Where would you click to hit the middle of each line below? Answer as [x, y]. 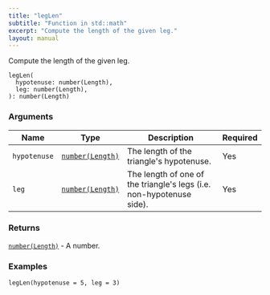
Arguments [31, 117]
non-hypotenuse [159, 194]
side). [138, 204]
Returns [24, 228]
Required [240, 137]
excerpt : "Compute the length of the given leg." [93, 30]
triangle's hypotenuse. [169, 161]
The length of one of [166, 174]
